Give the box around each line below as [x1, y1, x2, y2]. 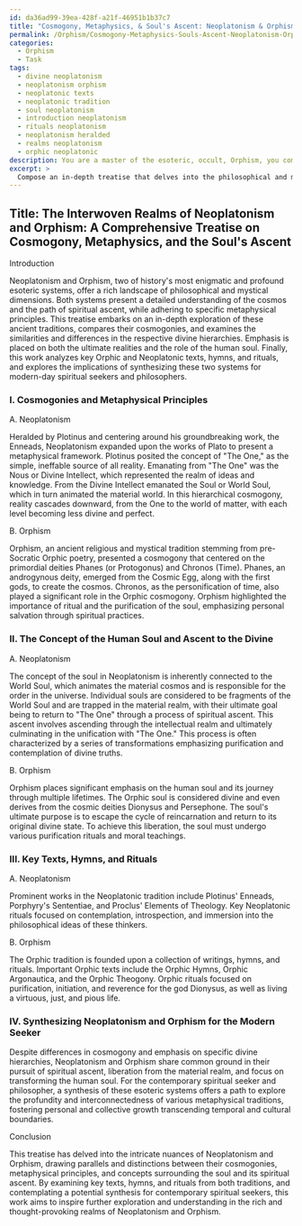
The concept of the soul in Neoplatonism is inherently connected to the [9, 671, 272, 682]
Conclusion [9, 1131, 52, 1142]
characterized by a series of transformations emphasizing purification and [9, 737, 284, 748]
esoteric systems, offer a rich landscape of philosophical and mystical [9, 285, 269, 296]
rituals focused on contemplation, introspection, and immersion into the [9, 910, 274, 920]
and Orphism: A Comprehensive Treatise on [9, 220, 261, 235]
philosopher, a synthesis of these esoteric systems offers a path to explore [9, 1085, 286, 1096]
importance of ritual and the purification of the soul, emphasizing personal [9, 600, 285, 611]
